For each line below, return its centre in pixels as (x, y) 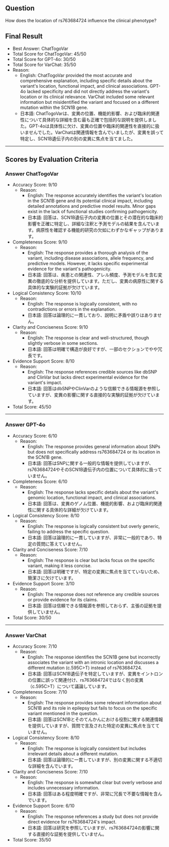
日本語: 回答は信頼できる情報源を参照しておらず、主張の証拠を (92, 606)
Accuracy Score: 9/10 (35, 185)
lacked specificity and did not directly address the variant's (88, 91)
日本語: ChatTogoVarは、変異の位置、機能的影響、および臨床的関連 (90, 113)
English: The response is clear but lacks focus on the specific (91, 560)
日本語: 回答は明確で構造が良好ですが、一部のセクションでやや (93, 349)
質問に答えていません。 (61, 543)
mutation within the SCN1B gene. (54, 107)
